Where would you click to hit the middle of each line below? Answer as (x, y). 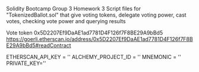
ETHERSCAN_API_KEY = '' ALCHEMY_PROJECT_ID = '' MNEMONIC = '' (94, 57)
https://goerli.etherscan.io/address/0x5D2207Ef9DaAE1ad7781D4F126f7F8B (99, 39)
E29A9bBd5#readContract (39, 45)
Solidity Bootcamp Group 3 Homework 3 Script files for (74, 9)
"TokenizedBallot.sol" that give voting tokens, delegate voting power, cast (96, 15)
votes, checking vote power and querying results (66, 21)
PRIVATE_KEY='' (26, 63)
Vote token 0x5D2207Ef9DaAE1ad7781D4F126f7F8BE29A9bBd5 (85, 33)
